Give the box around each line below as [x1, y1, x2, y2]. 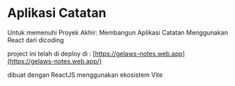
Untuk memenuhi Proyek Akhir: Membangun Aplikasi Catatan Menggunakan [7, 28, 228, 37]
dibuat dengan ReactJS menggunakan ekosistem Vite [7, 70, 163, 79]
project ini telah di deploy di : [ [7, 49, 95, 58]
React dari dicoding [7, 35, 64, 44]
